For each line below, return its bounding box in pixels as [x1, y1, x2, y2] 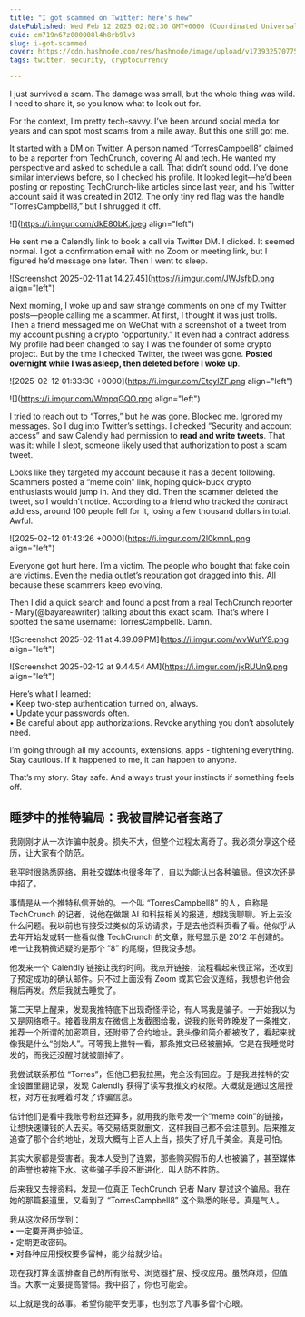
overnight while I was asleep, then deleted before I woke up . [9, 358, 241, 369]
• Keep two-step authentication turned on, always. [9, 698, 199, 708]
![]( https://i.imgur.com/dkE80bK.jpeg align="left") [9, 219, 195, 229]
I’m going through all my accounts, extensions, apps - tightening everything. [9, 745, 295, 755]
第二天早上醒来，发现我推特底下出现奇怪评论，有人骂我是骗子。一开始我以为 [9, 1004, 296, 1015]
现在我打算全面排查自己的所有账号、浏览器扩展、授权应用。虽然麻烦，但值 [9, 1267, 288, 1278]
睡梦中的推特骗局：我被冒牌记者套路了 [9, 810, 224, 826]
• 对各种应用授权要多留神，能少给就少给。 [9, 1248, 168, 1259]
